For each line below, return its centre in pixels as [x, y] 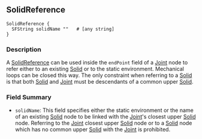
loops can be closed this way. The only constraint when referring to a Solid [99, 75]
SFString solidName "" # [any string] [63, 29]
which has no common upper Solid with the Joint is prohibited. [93, 129]
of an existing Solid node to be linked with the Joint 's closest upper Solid [105, 117]
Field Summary [29, 97]
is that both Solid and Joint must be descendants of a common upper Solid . [100, 82]
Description [24, 49]
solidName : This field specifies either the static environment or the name [104, 110]
